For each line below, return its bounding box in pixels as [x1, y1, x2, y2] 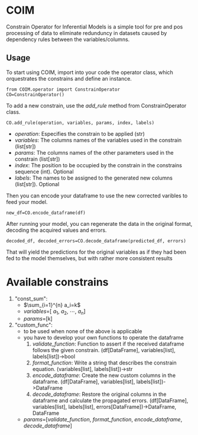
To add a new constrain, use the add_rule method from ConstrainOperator [6, 102, 187, 109]
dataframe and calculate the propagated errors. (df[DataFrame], [32, 397, 189, 404]
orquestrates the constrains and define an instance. [6, 75, 132, 82]
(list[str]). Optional [14, 180, 60, 187]
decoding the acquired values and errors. [6, 226, 107, 234]
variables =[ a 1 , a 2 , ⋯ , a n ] [23, 308, 86, 316]
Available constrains [6, 275, 109, 289]
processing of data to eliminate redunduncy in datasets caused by [6, 29, 167, 36]
